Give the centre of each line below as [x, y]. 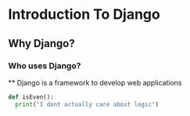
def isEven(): [31, 97]
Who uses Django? [45, 66]
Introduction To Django [84, 14]
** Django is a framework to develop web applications [95, 82]
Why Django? [42, 43]
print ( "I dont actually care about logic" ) [87, 104]
